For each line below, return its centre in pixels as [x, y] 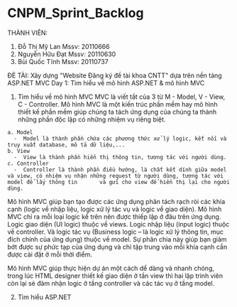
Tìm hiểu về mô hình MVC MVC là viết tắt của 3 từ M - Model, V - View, [121, 97]
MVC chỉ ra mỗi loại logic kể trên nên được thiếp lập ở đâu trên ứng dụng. [114, 216]
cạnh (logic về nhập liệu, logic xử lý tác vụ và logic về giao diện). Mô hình [115, 209]
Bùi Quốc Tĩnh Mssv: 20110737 [63, 61]
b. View [19, 151]
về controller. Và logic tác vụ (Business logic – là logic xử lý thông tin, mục [115, 232]
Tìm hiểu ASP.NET [44, 297]
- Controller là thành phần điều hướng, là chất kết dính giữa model [120, 169]
